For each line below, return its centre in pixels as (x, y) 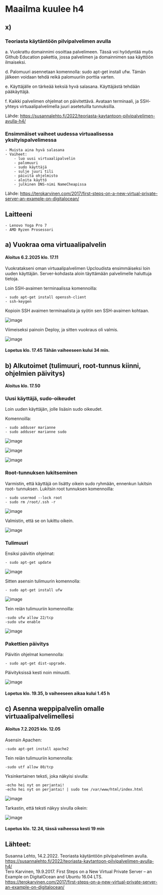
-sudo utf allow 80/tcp (29, 767)
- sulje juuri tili (34, 172)
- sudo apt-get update (28, 563)
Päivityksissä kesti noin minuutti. (38, 673)
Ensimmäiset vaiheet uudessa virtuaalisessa (59, 133)
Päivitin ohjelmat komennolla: (35, 655)
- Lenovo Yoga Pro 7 (26, 225)
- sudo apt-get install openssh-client (46, 297)
